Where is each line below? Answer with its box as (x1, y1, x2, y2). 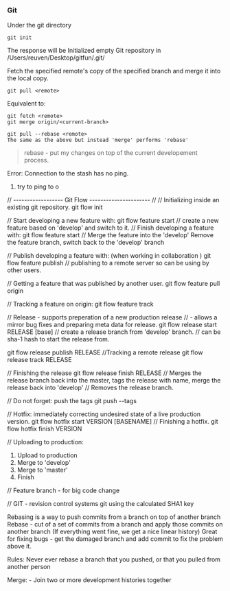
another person (7, 563, 51, 571)
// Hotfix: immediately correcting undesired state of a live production (7, 410, 201, 418)
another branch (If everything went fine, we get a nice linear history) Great (7, 527, 218, 536)
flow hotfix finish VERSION (7, 424, 82, 433)
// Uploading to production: (7, 438, 84, 446)
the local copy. (7, 74, 49, 82)
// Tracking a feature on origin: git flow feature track (7, 300, 154, 309)
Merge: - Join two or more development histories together (7, 576, 172, 584)
